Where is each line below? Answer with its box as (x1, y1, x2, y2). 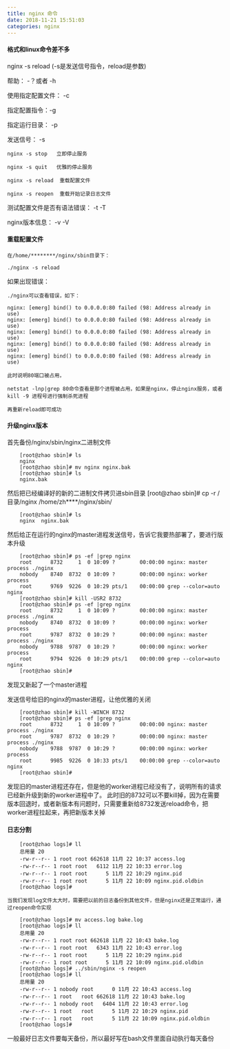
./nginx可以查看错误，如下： (7, 292, 81, 299)
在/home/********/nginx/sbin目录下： (7, 252, 110, 259)
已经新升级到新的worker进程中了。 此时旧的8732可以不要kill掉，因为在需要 (7, 791, 220, 799)
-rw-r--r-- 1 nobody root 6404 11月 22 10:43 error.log (19, 1001, 188, 1008)
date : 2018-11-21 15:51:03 (7, 17, 85, 23)
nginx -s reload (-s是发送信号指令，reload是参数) (7, 61, 147, 70)
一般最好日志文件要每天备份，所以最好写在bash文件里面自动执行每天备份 (7, 1035, 215, 1043)
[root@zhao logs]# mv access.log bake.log (19, 916, 143, 923)
